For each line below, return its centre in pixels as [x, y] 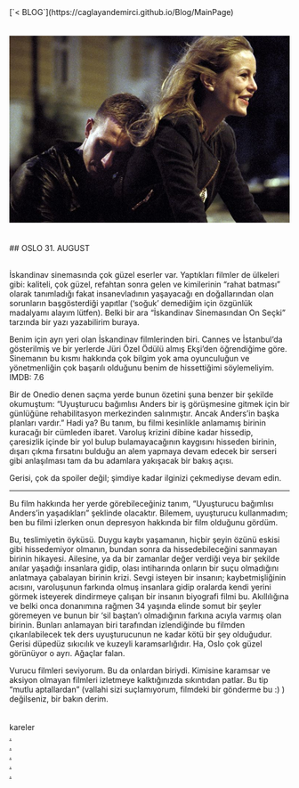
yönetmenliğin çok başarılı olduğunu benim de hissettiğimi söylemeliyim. [141, 368]
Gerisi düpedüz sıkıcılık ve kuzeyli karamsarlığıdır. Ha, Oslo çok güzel [136, 644]
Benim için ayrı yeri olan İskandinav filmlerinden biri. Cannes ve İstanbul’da [146, 339]
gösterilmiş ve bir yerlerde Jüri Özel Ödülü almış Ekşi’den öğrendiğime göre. [148, 348]
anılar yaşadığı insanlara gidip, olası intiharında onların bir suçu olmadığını [144, 568]
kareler [22, 727]
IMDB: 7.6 [27, 377]
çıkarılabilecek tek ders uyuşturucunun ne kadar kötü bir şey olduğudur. [141, 634]
